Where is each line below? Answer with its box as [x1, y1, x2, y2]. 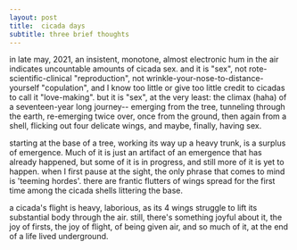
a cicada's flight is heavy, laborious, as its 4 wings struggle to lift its [9, 203, 258, 213]
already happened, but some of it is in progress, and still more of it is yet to [9, 157, 285, 168]
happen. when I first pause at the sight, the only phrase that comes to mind [9, 166, 285, 177]
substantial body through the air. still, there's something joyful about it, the [9, 212, 283, 223]
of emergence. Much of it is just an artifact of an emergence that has [9, 147, 262, 158]
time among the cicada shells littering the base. [9, 185, 183, 196]
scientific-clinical [9, 73, 73, 84]
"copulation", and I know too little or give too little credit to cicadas [41, 82, 285, 94]
